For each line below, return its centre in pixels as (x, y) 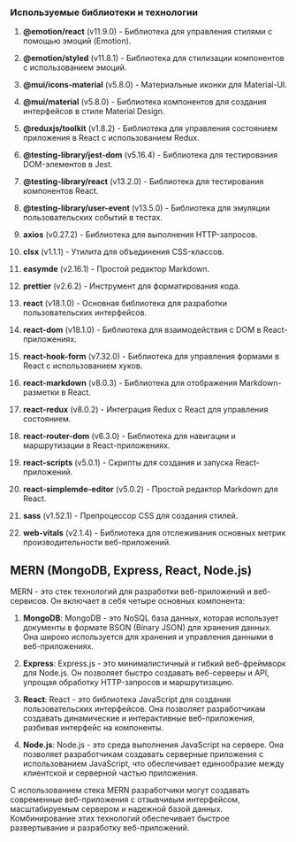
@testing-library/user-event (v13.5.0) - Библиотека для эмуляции (146, 208)
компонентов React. (61, 191)
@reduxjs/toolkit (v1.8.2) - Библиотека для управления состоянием (150, 128)
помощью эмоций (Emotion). (77, 41)
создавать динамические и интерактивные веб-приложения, (139, 718)
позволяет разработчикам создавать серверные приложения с (143, 754)
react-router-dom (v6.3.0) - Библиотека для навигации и (129, 436)
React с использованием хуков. (83, 366)
